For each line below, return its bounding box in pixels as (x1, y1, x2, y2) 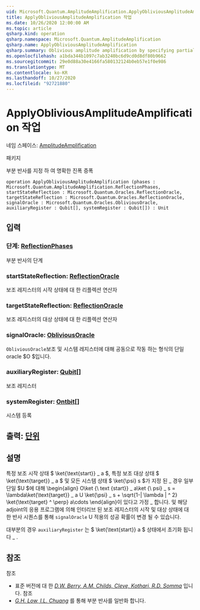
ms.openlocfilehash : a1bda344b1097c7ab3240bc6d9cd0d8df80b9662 (6, 53, 167, 59)
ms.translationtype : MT (6, 64, 65, 70)
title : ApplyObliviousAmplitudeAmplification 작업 (6, 14, 132, 20)
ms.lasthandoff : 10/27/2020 (6, 75, 76, 81)
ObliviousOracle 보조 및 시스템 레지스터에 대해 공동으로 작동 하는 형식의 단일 (6, 345, 185, 352)
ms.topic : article (6, 25, 52, 32)
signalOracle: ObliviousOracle (6, 331, 95, 340)
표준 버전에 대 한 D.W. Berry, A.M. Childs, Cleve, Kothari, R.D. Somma (14, 582, 183, 590)
